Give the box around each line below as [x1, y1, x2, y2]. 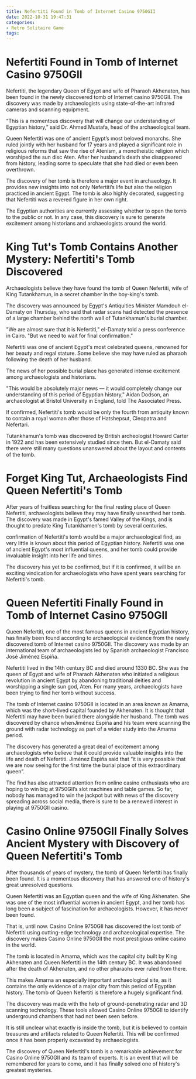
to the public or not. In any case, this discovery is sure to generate [6, 214, 166, 221]
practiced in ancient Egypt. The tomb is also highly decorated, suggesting [6, 190, 184, 197]
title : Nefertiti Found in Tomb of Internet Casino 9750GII [6, 8, 156, 15]
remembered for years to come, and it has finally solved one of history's [6, 1060, 180, 1067]
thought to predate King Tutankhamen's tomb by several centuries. [6, 522, 168, 529]
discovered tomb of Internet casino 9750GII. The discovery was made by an [6, 640, 189, 648]
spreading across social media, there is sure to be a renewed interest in [6, 797, 178, 805]
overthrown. [6, 166, 36, 173]
